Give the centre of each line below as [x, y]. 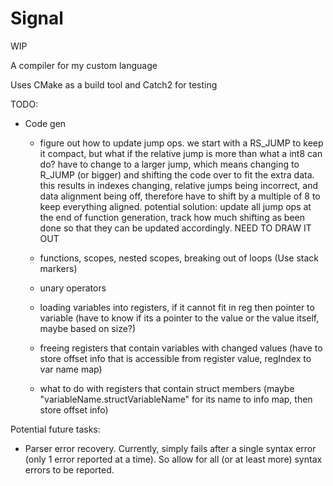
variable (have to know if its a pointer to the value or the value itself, [179, 318]
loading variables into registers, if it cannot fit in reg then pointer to [177, 307]
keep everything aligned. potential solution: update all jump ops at [175, 206]
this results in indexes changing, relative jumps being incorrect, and [178, 185]
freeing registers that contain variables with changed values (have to [181, 348]
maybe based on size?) [88, 328]
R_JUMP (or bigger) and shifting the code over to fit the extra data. [177, 174]
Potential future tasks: [55, 429]
